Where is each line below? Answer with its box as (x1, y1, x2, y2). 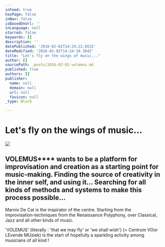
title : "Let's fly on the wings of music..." (5, 53, 100, 58)
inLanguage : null (5, 26, 41, 31)
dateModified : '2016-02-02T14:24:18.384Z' (5, 48, 94, 53)
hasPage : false (5, 12, 37, 17)
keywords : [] (5, 35, 32, 40)
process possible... (5, 194, 66, 202)
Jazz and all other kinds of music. (5, 217, 74, 223)
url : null (9, 90, 30, 95)
